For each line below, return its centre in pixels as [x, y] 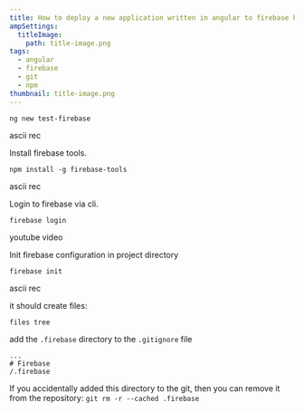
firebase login [38, 220]
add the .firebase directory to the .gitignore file [101, 339]
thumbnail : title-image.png [62, 93]
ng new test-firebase [50, 119]
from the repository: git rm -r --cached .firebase [104, 398]
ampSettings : [34, 26]
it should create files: [48, 305]
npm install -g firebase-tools [68, 169]
